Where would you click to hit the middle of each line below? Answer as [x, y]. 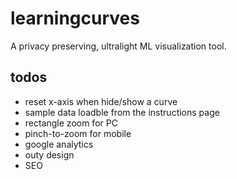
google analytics [59, 144]
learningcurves [75, 18]
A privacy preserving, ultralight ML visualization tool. [118, 46]
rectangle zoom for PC [71, 123]
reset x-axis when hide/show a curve [101, 101]
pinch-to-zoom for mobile [78, 133]
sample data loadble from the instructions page [122, 112]
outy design [49, 154]
